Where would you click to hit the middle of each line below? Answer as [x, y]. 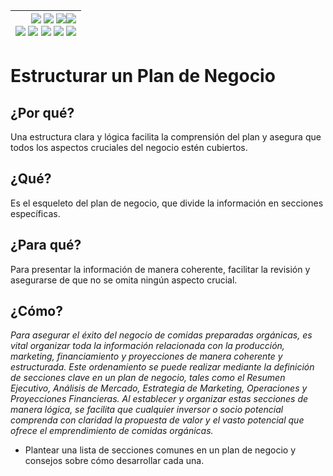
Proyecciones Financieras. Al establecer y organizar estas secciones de [159, 399]
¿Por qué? [42, 112]
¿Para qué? [46, 245]
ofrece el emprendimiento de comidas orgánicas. [112, 431]
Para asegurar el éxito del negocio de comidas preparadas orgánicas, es [161, 335]
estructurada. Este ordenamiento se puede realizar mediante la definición [162, 367]
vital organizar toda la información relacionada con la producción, [147, 346]
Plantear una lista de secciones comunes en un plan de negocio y [160, 450]
